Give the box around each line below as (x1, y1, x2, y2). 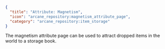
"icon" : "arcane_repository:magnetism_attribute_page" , (10, 14, 130, 19)
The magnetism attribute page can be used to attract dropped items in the (5, 33, 160, 39)
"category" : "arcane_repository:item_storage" (10, 19, 110, 24)
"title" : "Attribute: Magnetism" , (10, 9, 83, 15)
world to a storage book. (5, 38, 57, 44)
